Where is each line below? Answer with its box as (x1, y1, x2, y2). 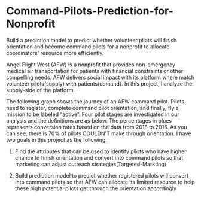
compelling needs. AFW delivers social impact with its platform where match (6, 74, 195, 81)
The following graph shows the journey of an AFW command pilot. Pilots (6, 98, 184, 105)
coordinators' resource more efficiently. (6, 49, 104, 56)
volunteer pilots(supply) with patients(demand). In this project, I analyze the (6, 80, 193, 87)
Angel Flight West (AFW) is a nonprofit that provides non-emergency (6, 61, 175, 68)
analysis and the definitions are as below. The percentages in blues (6, 117, 172, 124)
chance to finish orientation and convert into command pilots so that (14, 154, 184, 161)
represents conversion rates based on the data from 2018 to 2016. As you (6, 123, 187, 130)
